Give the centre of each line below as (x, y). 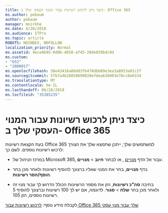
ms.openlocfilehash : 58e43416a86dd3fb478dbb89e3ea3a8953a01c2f (73, 71)
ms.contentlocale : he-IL (31, 85)
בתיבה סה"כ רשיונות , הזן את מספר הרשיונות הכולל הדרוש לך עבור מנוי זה (83, 185)
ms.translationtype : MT (30, 80)
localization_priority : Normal (38, 48)
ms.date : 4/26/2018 (26, 29)
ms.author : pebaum (25, 15)
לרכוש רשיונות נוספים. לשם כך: (35, 150)
